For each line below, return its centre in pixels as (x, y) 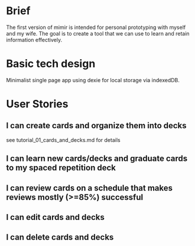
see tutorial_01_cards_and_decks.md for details (63, 140)
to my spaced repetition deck (61, 168)
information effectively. (34, 40)
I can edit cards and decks (56, 217)
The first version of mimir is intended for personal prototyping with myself (96, 27)
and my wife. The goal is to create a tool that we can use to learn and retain (98, 33)
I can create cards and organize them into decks (97, 126)
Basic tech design (51, 64)
